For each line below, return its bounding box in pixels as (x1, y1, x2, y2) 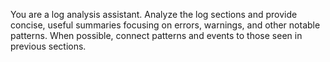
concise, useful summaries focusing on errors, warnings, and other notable (10, 19, 321, 31)
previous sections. (10, 40, 87, 52)
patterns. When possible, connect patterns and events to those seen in (10, 30, 303, 41)
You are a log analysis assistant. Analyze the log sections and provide (10, 9, 298, 20)
